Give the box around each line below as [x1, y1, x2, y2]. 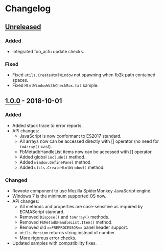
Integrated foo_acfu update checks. [12, 48, 84, 54]
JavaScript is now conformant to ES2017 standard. [19, 133, 121, 139]
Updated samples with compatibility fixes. [12, 240, 97, 246]
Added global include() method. [19, 154, 86, 160]
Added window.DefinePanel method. [19, 159, 92, 165]
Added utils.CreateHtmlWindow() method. [19, 164, 105, 170]
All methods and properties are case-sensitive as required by [19, 204, 143, 210]
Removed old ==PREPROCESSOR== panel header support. [19, 224, 129, 230]
